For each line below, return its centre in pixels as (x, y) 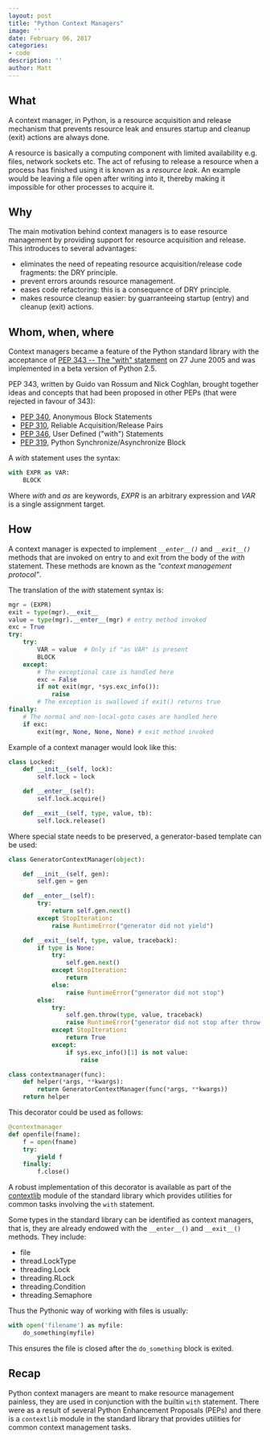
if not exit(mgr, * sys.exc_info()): (98, 687)
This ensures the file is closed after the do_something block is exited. (121, 1348)
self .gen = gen (63, 881)
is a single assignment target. (57, 504)
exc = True (27, 627)
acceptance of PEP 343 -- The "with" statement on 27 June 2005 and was (132, 360)
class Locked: (32, 762)
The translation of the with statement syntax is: (86, 590)
